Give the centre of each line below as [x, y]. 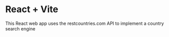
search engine [20, 28]
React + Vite [32, 9]
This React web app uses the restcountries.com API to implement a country [85, 23]
